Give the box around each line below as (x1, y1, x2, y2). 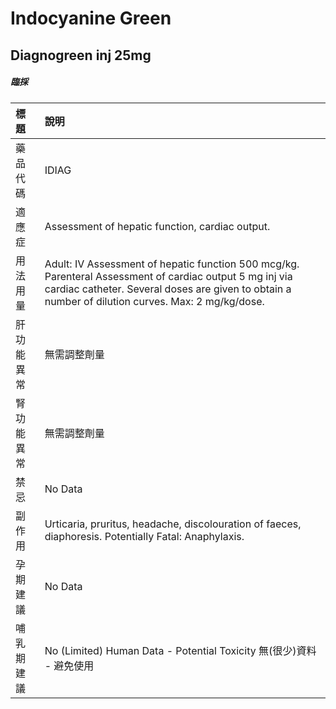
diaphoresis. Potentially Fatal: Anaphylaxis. (44, 529, 245, 543)
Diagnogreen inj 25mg (10, 47, 152, 64)
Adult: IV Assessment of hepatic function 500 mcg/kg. (44, 257, 300, 271)
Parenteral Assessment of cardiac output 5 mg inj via (44, 269, 293, 283)
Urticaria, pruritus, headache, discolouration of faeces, (44, 517, 302, 531)
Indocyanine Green (10, 7, 172, 30)
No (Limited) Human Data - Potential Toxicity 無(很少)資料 (44, 643, 317, 657)
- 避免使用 (44, 658, 95, 672)
